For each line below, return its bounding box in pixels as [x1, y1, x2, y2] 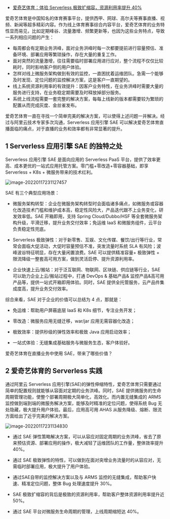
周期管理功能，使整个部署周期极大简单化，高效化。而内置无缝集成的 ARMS [5, 394, 161, 400]
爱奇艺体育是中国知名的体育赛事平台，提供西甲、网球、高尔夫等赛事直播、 [5, 15, 160, 21]
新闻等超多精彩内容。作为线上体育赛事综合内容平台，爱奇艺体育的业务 [14, 22, 160, 27]
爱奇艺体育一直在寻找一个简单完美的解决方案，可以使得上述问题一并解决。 [5, 113, 160, 119]
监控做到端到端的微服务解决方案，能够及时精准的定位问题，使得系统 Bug [5, 400, 157, 406]
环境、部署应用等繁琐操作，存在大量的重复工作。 [17, 51, 119, 57]
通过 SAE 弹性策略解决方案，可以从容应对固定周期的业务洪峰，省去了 [12, 433, 157, 439]
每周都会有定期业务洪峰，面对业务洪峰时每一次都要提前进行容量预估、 [12, 45, 159, 51]
